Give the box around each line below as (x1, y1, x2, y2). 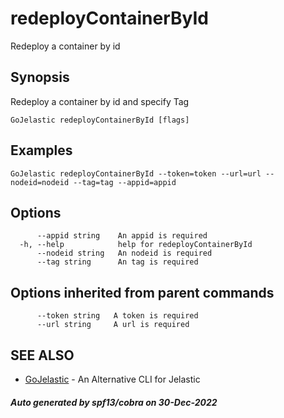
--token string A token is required (36, 311, 199, 321)
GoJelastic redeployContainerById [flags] (10, 115, 190, 125)
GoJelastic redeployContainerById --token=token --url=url (10, 168, 262, 179)
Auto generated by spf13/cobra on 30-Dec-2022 (10, 396, 218, 408)
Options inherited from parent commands (10, 284, 275, 301)
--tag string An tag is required (36, 257, 199, 267)
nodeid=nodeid (10, 177, 70, 187)
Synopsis (10, 69, 70, 86)
